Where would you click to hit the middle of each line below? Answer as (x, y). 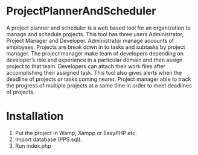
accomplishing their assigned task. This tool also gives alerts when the (94, 72)
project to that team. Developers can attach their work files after (86, 66)
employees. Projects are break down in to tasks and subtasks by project (96, 47)
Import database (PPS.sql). (49, 139)
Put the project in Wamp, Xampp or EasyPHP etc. (76, 133)
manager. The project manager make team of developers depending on (95, 53)
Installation (35, 116)
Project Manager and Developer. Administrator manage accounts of (90, 40)
